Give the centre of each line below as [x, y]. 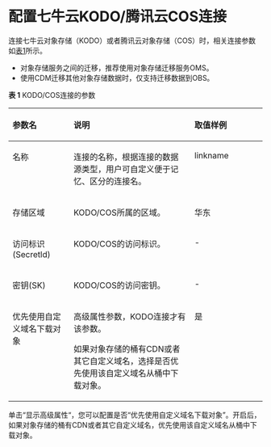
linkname [212, 155]
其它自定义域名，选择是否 [122, 361]
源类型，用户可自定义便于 [122, 169]
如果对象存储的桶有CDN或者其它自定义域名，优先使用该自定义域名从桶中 [129, 424]
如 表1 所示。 [27, 50]
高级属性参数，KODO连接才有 [130, 316]
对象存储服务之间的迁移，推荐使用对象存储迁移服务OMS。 [117, 67]
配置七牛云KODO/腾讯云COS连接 [118, 17]
